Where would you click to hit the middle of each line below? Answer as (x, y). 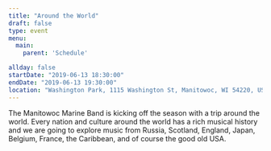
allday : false (32, 68)
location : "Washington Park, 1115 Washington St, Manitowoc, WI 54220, (131, 90)
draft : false (30, 23)
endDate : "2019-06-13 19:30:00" (63, 82)
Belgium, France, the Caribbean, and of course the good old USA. (117, 138)
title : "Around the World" (54, 16)
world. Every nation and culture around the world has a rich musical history (133, 121)
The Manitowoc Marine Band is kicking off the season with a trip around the (134, 112)
